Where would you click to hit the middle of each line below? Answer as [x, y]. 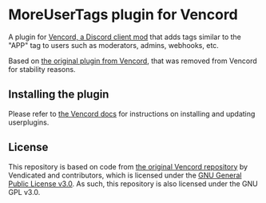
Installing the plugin [59, 95]
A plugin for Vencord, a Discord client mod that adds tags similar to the [125, 37]
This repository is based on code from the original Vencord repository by [128, 166]
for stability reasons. [42, 69]
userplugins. [29, 122]
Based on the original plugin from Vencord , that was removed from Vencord [133, 61]
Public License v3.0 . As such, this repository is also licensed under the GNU [133, 183]
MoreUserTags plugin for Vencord [123, 15]
